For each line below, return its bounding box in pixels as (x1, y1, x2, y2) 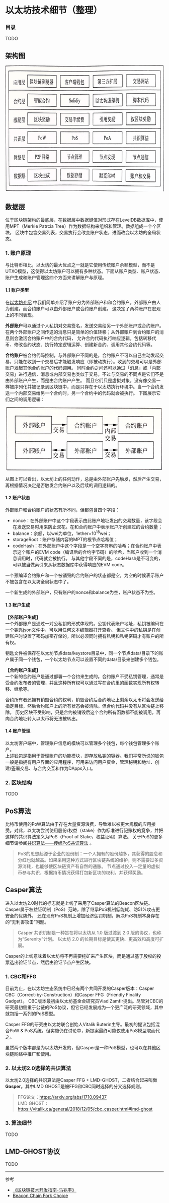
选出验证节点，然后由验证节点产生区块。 (9, 959, 94, 965)
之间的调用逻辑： (9, 396, 45, 402)
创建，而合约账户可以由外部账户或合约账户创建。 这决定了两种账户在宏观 (9, 305, 161, 311)
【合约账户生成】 (5, 667, 41, 673)
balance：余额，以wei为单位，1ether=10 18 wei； (12, 529, 112, 537)
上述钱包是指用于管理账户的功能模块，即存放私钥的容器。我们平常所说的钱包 (5, 753, 164, 759)
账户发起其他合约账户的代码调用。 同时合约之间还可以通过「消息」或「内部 (5, 365, 161, 371)
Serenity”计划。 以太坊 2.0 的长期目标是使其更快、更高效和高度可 (24, 935, 159, 942)
